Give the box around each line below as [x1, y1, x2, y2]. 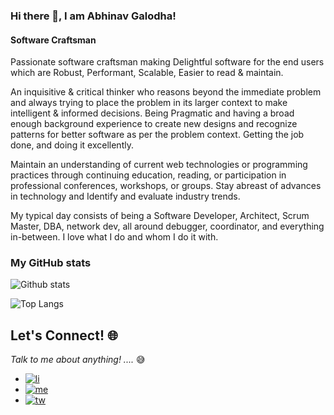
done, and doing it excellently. [10, 139, 134, 151]
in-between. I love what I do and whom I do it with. [10, 231, 219, 243]
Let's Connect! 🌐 [10, 327, 118, 344]
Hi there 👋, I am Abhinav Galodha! [10, 9, 177, 23]
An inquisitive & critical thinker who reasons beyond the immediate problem [10, 86, 322, 98]
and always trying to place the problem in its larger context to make [10, 97, 288, 109]
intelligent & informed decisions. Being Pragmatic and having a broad [10, 107, 295, 119]
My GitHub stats [10, 256, 92, 270]
